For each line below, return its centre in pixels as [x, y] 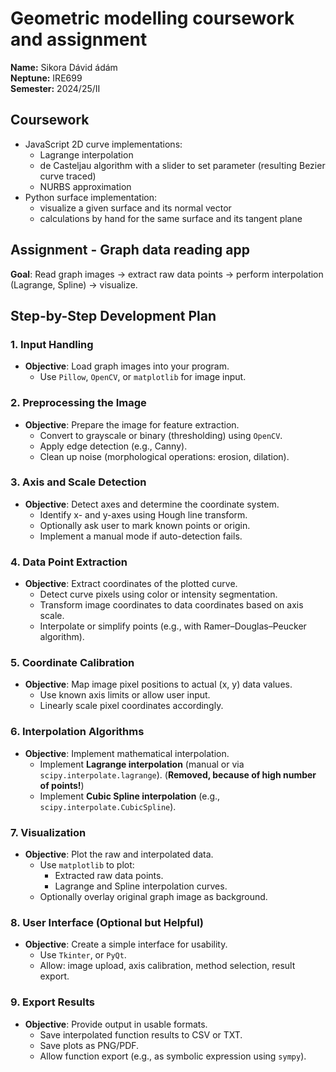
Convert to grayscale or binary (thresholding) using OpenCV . [161, 435]
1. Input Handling [52, 344]
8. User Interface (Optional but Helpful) [107, 922]
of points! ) [62, 785]
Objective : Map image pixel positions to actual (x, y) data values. [158, 684]
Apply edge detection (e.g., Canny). [113, 446]
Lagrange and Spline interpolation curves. [141, 886]
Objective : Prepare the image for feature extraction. [132, 424]
